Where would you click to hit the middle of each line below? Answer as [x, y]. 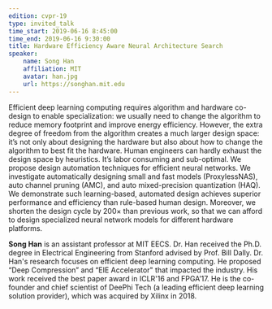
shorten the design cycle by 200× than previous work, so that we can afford [136, 211]
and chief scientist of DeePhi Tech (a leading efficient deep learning [150, 287]
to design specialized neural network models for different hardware [121, 220]
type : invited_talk [41, 24]
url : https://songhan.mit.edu [74, 84]
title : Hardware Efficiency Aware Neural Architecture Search [116, 46]
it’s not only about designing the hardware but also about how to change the [136, 141]
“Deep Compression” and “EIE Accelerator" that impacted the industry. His [133, 270]
